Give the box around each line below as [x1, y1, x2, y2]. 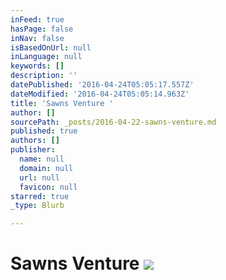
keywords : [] [10, 61, 65, 71]
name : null [19, 154, 65, 164]
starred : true [10, 191, 70, 201]
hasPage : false [10, 24, 74, 34]
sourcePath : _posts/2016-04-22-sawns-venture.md [10, 117, 217, 127]
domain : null [19, 163, 74, 173]
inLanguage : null [10, 52, 83, 62]
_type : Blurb [10, 201, 65, 211]
